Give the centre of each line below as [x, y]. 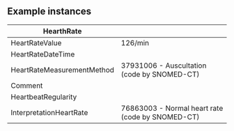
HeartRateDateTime [43, 54]
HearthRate [62, 31]
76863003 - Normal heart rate [172, 108]
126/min [135, 43]
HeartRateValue [36, 43]
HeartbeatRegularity [44, 97]
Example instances [49, 11]
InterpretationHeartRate [49, 112]
